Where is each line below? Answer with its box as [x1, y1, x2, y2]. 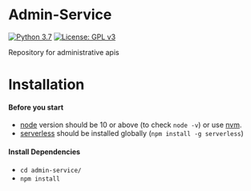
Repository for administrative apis [8, 47, 119, 57]
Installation [8, 76, 85, 94]
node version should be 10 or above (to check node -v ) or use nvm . [19, 120, 242, 129]
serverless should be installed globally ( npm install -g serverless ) [19, 129, 245, 138]
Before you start [8, 102, 64, 112]
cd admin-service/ [19, 166, 82, 174]
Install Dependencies [8, 146, 81, 157]
